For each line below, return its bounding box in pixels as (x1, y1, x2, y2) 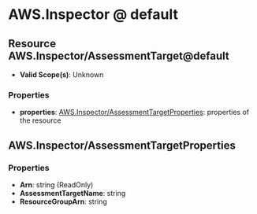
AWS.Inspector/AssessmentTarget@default (8, 49, 230, 62)
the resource (19, 116, 61, 125)
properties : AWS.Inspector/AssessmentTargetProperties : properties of (19, 108, 250, 117)
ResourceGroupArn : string (19, 197, 108, 206)
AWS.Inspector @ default (8, 6, 179, 24)
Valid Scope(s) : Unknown (19, 70, 104, 79)
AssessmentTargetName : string (19, 188, 126, 197)
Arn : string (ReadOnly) (19, 179, 94, 190)
